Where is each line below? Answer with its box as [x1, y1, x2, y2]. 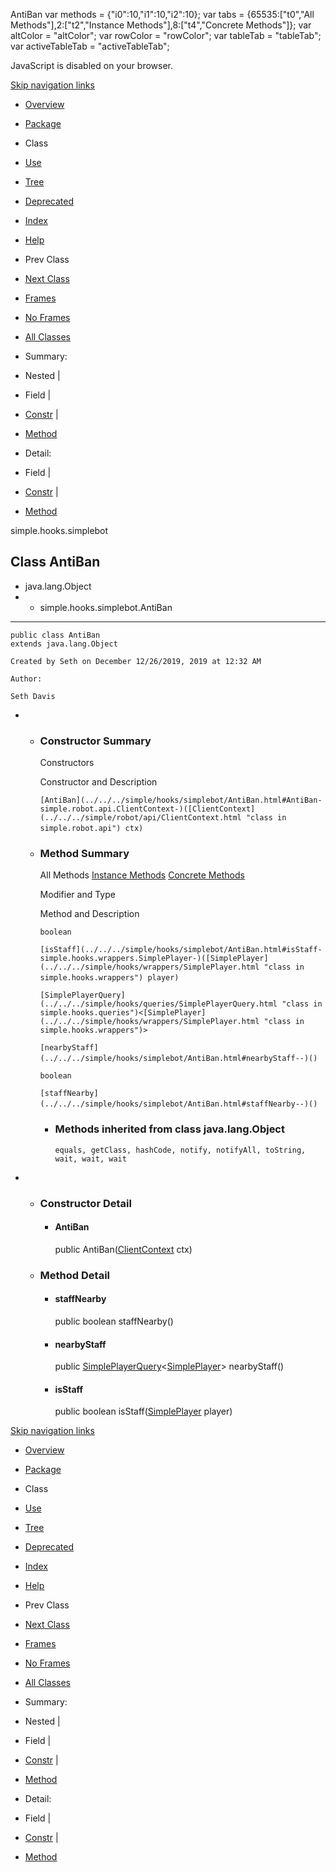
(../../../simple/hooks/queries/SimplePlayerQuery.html [39, 999, 278, 1009]
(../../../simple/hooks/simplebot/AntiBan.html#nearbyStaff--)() [39, 1054, 318, 1064]
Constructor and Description [39, 776, 158, 788]
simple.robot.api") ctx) [39, 824, 144, 834]
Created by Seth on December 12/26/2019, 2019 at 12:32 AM [10, 656, 262, 666]
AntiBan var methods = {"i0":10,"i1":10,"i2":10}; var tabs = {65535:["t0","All [10, 9, 315, 20]
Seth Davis [10, 691, 56, 701]
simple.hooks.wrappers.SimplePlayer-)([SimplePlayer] [39, 954, 269, 964]
